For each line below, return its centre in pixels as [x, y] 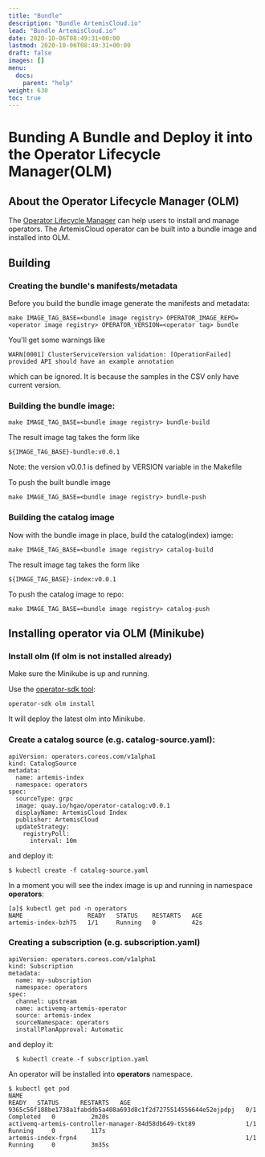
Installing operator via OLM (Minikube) [106, 633]
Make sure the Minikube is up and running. [79, 674]
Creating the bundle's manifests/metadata [93, 286]
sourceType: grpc [45, 798]
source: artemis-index [53, 1015]
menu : [17, 68]
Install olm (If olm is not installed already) [90, 656]
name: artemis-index [50, 777]
